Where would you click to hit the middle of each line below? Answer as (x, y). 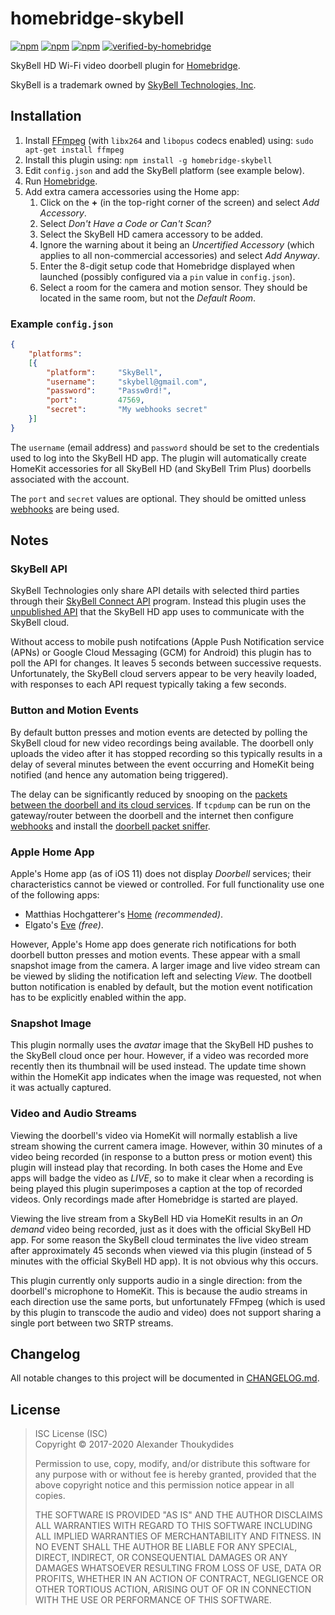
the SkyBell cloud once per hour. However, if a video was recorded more (159, 1056)
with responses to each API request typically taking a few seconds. (148, 684)
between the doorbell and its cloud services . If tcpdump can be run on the (160, 804)
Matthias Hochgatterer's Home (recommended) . (124, 914)
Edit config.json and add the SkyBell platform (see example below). (164, 170)
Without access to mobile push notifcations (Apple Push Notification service (167, 642)
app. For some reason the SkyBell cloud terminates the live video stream (159, 1239)
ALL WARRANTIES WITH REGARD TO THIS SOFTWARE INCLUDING (173, 1526)
